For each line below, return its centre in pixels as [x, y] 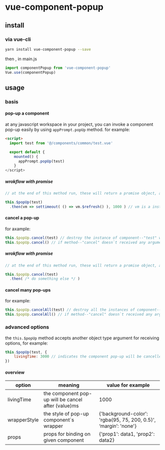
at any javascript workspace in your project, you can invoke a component [79, 124]
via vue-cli [18, 39]
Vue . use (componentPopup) [30, 72]
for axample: [18, 229]
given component [64, 440]
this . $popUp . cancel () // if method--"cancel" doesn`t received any [76, 242]
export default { [27, 152]
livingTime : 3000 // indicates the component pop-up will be [78, 357]
